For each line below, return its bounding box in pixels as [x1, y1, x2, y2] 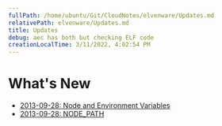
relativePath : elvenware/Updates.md [8, 19, 129, 27]
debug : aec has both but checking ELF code [8, 33, 155, 42]
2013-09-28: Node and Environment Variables [19, 101, 170, 110]
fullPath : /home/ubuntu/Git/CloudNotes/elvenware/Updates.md [8, 11, 215, 20]
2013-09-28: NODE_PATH [19, 109, 105, 119]
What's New [8, 75, 91, 93]
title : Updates [8, 26, 59, 34]
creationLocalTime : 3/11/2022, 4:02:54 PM [8, 41, 151, 49]
